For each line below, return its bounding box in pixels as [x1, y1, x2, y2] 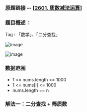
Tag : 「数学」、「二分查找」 [5, 32, 61, 38]
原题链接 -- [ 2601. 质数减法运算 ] [5, 4, 82, 11]
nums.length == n [12, 87, 49, 93]
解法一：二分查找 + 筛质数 [5, 100, 67, 107]
